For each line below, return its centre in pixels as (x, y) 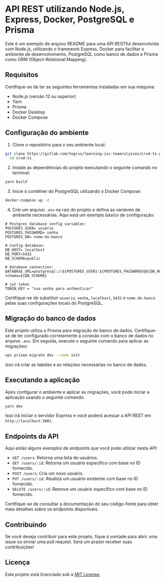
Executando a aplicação (42, 380)
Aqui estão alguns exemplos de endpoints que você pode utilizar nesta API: (82, 448)
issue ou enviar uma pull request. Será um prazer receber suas (69, 542)
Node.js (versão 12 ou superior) (44, 96)
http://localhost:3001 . (29, 421)
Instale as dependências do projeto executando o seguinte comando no (85, 168)
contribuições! (20, 547)
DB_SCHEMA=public (23, 259)
